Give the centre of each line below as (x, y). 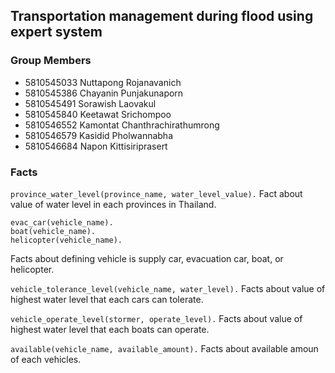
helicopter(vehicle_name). (66, 240)
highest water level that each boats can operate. (110, 329)
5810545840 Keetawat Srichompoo (98, 114)
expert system (56, 32)
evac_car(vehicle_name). (62, 222)
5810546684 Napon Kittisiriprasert (96, 146)
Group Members (51, 61)
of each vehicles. (46, 359)
